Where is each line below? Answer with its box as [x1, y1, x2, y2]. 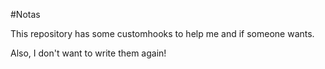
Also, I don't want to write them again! [10, 47, 167, 59]
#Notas [10, 9, 41, 20]
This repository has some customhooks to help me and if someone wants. [10, 28, 315, 39]
